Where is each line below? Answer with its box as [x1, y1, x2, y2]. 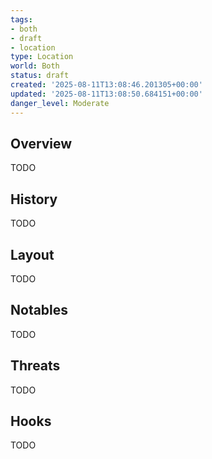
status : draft [10, 71, 70, 81]
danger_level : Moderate [10, 98, 110, 108]
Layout [10, 246, 55, 263]
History [10, 191, 58, 208]
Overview [10, 135, 73, 152]
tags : [10, 14, 33, 25]
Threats [10, 357, 61, 375]
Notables [10, 302, 69, 319]
